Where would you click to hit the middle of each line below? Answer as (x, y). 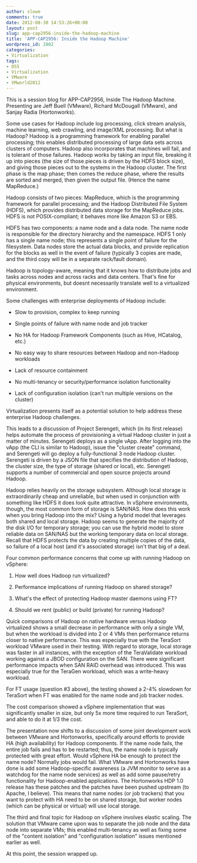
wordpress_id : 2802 (30, 45)
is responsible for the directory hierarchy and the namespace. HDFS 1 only (96, 234)
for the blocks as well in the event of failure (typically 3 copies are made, (94, 253)
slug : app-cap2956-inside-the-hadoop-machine (63, 34)
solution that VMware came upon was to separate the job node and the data (98, 824)
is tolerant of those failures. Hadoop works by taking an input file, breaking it (99, 155)
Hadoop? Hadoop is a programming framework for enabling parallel (88, 136)
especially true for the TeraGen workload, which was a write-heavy (87, 671)
